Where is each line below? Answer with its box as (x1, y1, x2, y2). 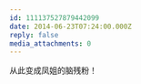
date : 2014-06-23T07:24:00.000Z (9, 22, 132, 31)
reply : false (9, 30, 59, 39)
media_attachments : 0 (9, 38, 92, 48)
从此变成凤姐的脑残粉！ (9, 65, 97, 76)
